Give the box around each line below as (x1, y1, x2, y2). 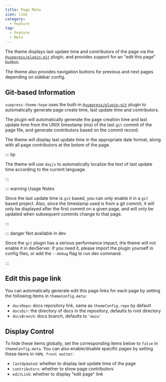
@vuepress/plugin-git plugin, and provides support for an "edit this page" (5, 54, 156, 60)
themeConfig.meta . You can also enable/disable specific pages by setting (5, 346, 154, 352)
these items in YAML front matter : (5, 351, 74, 357)
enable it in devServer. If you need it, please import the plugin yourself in (5, 245, 154, 251)
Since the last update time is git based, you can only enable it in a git (5, 195, 149, 201)
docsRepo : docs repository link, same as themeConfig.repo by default (12, 302, 151, 308)
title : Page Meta (5, 7, 41, 12)
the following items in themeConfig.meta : (5, 293, 87, 299)
